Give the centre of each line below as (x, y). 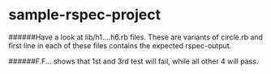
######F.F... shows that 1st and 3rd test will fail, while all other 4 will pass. (133, 61)
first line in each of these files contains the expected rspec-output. (120, 45)
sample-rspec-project (85, 15)
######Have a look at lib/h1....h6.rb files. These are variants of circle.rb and (136, 37)
